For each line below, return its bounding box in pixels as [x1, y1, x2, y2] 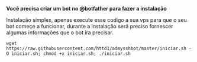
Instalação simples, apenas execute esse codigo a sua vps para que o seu [6, 17, 188, 23]
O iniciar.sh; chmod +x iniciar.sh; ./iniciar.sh [6, 51, 131, 57]
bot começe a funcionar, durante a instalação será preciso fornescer [6, 23, 173, 30]
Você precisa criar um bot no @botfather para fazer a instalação [6, 5, 167, 12]
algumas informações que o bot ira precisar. [6, 29, 114, 36]
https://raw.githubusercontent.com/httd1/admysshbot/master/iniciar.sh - [6, 45, 192, 51]
